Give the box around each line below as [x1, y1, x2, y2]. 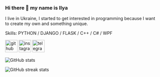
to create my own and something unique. [5, 21, 89, 26]
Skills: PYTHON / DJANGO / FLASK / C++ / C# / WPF [5, 30, 113, 36]
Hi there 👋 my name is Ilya [5, 4, 68, 11]
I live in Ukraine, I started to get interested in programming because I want [5, 16, 156, 22]
